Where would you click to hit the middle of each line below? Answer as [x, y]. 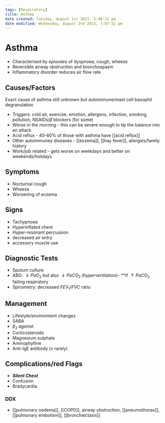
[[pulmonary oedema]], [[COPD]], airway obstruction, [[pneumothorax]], [86, 410]
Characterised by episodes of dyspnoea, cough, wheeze [70, 62]
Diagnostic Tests [32, 258]
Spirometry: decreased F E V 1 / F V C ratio [51, 288]
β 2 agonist [23, 327]
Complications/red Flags [44, 364]
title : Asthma [20, 14]
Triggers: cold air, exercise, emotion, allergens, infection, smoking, [80, 114]
